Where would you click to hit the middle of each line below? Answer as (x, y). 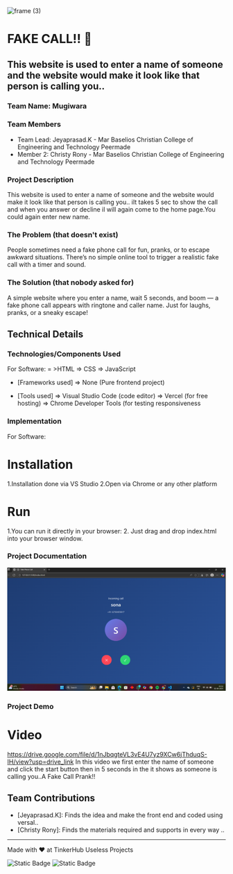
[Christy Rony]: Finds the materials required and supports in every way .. (121, 830)
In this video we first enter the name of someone (145, 762)
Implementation (35, 421)
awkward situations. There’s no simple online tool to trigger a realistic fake (113, 257)
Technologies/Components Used (64, 354)
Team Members (34, 124)
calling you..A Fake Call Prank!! (51, 776)
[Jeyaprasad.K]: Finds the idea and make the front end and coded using (120, 815)
